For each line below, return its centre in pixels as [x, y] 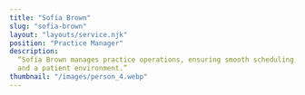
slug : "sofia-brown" [49, 26]
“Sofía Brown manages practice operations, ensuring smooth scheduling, [158, 60]
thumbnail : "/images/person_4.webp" [79, 77]
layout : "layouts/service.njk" [69, 34]
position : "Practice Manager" [67, 43]
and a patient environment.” [73, 69]
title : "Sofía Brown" [50, 18]
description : [34, 52]
